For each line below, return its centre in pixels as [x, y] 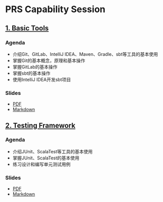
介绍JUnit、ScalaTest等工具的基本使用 [52, 151]
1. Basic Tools [27, 28]
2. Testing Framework [40, 125]
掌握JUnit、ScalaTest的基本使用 [46, 158]
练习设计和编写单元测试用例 [42, 164]
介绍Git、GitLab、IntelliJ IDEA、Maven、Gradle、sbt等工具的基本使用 [85, 54]
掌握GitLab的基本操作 [35, 66]
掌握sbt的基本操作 [31, 73]
